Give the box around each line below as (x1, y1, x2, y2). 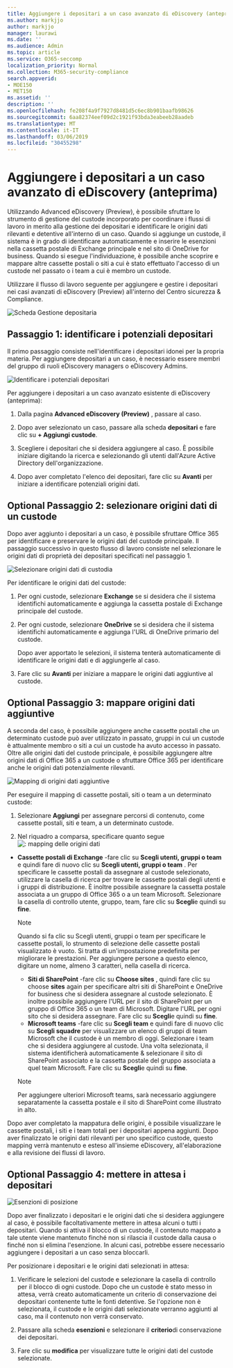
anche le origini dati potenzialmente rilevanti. (7, 763, 135, 771)
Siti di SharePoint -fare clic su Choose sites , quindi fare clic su (27, 975, 210, 983)
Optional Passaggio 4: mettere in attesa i (7, 1168, 186, 1180)
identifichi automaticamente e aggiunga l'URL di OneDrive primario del (17, 627, 219, 636)
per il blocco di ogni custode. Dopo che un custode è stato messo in (17, 1282, 213, 1291)
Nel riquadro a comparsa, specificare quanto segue (17, 832, 165, 840)
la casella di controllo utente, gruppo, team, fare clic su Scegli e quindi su (17, 897, 226, 906)
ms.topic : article (7, 49, 60, 56)
